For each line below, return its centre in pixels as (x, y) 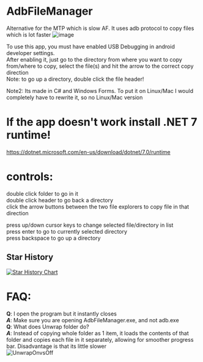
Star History (30, 257)
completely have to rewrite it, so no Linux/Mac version (75, 97)
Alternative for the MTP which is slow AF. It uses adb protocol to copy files (100, 28)
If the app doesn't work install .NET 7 (102, 122)
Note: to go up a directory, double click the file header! (75, 79)
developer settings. (31, 53)
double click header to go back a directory (60, 200)
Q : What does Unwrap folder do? (48, 327)
